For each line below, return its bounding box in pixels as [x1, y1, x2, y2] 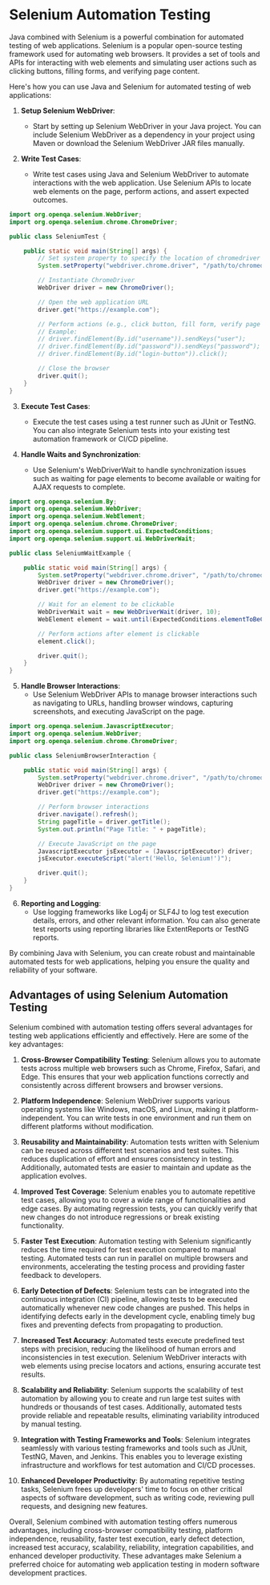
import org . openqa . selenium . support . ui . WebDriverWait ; [9, 535, 196, 543]
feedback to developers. [20, 1270, 102, 1280]
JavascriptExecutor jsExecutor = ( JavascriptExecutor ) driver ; [38, 847, 253, 855]
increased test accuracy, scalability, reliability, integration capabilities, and [9, 1542, 254, 1552]
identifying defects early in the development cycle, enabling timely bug [20, 1311, 256, 1320]
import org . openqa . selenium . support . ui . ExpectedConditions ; [9, 528, 215, 536]
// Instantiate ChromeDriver [38, 277, 135, 285]
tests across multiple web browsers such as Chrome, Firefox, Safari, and [20, 1063, 260, 1073]
